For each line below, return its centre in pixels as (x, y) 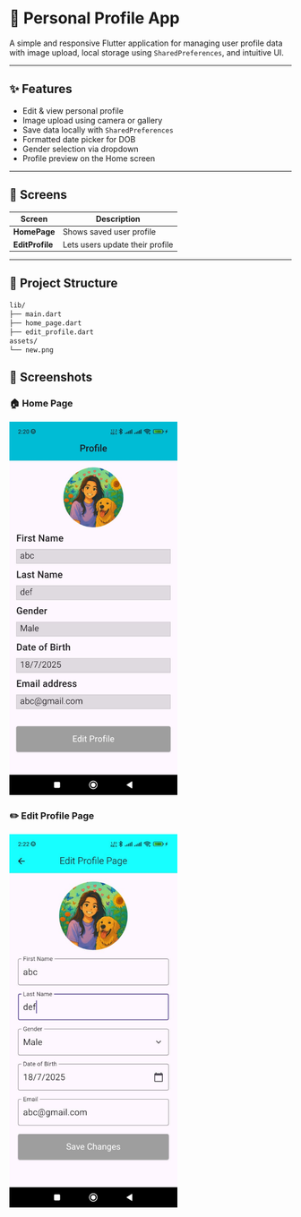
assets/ (24, 341)
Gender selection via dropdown (80, 149)
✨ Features (41, 89)
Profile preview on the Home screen (89, 158)
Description (118, 219)
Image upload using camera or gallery (92, 120)
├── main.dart (36, 314)
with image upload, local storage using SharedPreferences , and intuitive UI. (147, 52)
